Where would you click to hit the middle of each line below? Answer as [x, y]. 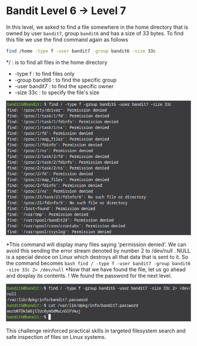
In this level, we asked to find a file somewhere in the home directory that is [97, 27]
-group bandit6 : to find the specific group [65, 80]
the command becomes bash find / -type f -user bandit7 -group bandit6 [98, 263]
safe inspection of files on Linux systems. [56, 337]
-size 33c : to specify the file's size [57, 92]
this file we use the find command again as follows [67, 39]
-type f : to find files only [45, 73]
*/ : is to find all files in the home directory [57, 62]
